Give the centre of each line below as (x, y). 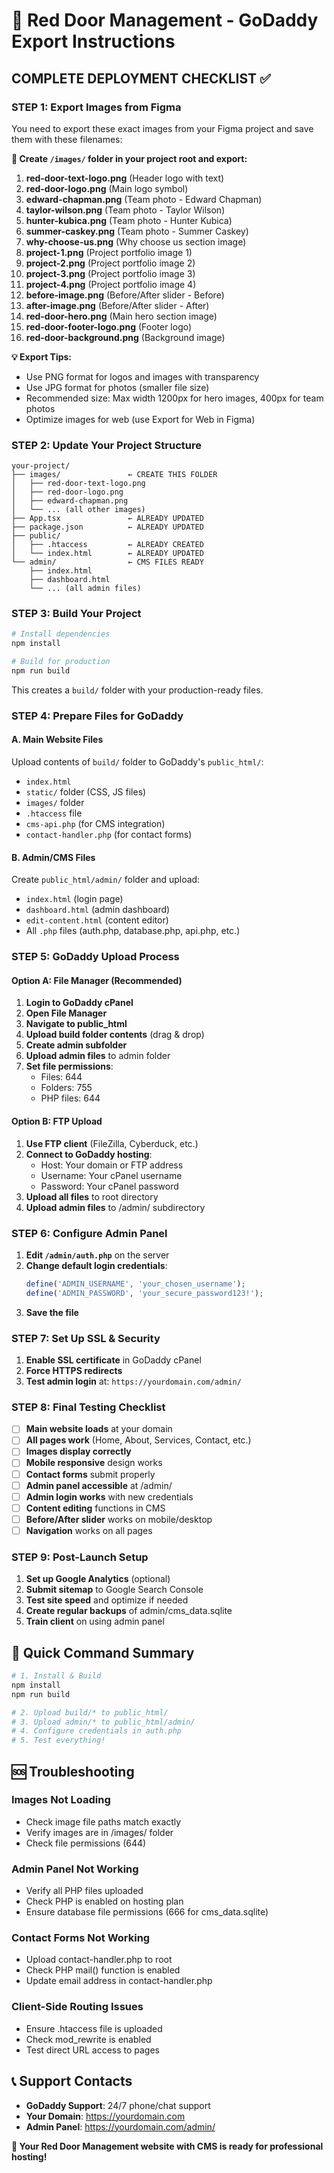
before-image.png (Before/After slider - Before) (125, 295)
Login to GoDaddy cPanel (79, 1003)
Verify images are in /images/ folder (99, 1832)
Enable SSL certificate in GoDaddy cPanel (113, 1360)
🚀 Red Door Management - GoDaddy (165, 20)
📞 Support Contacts (72, 2081)
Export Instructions (93, 41)
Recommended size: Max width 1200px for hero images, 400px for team (174, 398)
